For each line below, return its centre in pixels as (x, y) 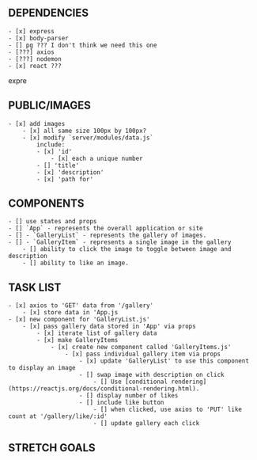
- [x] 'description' (70, 172)
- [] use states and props (53, 222)
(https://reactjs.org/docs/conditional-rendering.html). (104, 389)
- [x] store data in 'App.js (70, 313)
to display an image (42, 368)
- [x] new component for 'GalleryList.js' (79, 320)
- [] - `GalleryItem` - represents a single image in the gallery (120, 242)
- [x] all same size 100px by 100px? (85, 131)
